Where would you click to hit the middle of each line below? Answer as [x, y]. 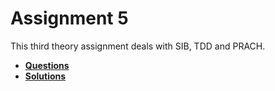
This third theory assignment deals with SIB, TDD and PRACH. [138, 46]
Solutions [45, 76]
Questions [47, 65]
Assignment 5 [69, 18]
